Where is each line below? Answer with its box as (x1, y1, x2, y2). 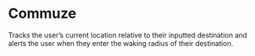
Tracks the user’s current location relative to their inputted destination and (8, 30, 247, 40)
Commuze (8, 5, 77, 23)
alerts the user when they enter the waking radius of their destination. (8, 38, 234, 47)
